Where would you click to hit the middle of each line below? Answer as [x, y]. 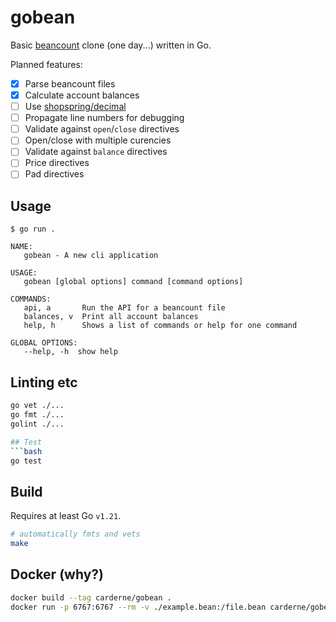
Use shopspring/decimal [75, 107]
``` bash [26, 451]
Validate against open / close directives [102, 129]
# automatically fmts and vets [75, 534]
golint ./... [37, 424]
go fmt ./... [37, 415]
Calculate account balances [82, 95]
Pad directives [54, 174]
